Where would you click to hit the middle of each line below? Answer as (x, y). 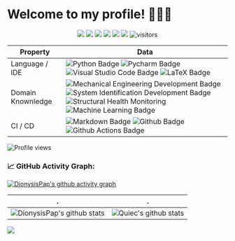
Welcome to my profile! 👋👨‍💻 (90, 14)
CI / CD (23, 125)
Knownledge (31, 101)
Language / (29, 64)
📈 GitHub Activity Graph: (51, 166)
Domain (23, 92)
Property (35, 52)
